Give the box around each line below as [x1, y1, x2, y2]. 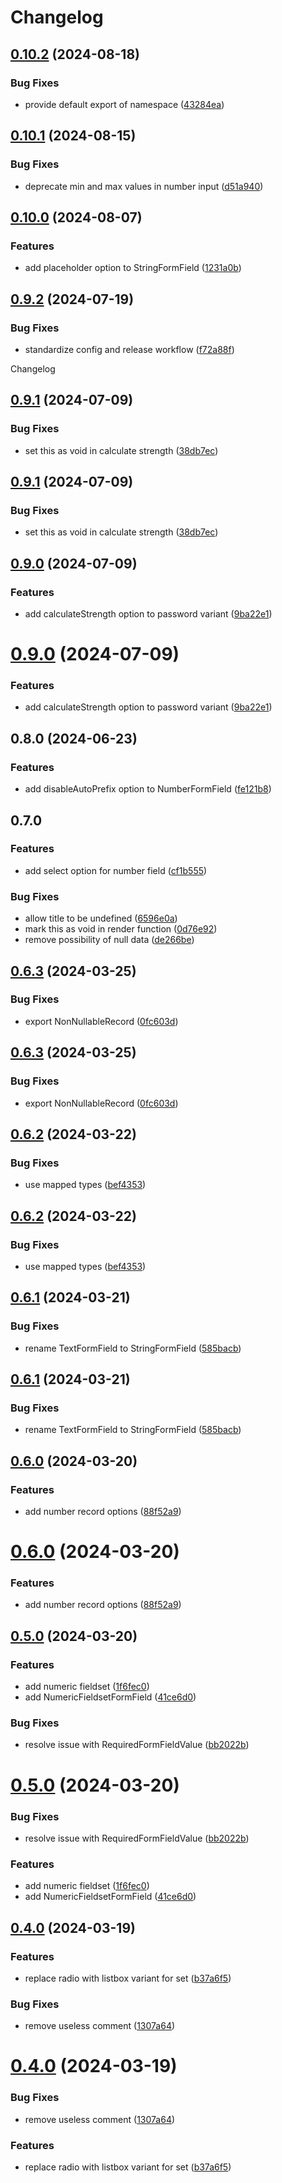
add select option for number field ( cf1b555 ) [24, 864, 208, 876]
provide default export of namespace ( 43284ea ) [24, 98, 225, 110]
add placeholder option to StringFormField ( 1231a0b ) [24, 262, 242, 274]
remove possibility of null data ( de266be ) [24, 934, 195, 946]
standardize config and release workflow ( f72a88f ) [24, 343, 235, 355]
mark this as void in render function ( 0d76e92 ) [24, 923, 218, 935]
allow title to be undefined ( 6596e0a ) [24, 912, 178, 925]
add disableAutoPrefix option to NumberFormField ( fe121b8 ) [24, 783, 272, 795]
